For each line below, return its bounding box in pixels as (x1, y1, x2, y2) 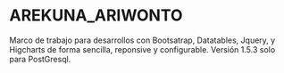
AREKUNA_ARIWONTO (9, 5, 183, 26)
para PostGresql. (9, 53, 71, 64)
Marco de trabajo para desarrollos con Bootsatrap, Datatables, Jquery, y (9, 35, 276, 45)
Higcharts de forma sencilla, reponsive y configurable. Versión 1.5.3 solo (9, 44, 276, 54)
